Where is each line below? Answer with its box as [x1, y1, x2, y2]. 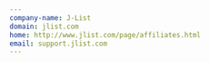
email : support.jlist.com [9, 38, 107, 48]
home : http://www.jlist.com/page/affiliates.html [9, 30, 202, 39]
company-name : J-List [9, 13, 92, 23]
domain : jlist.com [9, 22, 79, 31]
